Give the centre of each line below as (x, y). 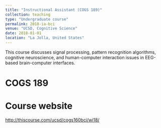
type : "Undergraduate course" (37, 19)
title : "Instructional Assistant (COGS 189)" (54, 10)
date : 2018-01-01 (23, 33)
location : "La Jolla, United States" (45, 38)
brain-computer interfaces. (47, 63)
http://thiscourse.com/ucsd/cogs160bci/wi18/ (52, 120)
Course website (39, 106)
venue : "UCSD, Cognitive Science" (42, 29)
